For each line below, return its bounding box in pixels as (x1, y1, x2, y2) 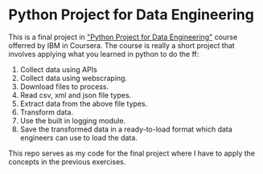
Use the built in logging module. (19, 115, 126, 125)
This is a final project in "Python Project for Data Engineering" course (8, 32, 238, 42)
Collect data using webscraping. (19, 73, 127, 83)
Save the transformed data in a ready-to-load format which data (19, 124, 233, 134)
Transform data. (19, 107, 74, 117)
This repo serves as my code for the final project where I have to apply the (8, 148, 256, 158)
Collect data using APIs (19, 64, 98, 74)
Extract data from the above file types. (19, 99, 148, 108)
